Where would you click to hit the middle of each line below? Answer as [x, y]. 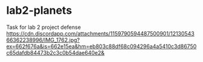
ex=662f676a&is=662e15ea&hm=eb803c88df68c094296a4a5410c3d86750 [101, 46]
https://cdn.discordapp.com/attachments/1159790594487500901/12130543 [100, 33]
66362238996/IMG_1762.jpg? [43, 40]
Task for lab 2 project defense [44, 27]
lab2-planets [39, 11]
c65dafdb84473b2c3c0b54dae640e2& [55, 52]
